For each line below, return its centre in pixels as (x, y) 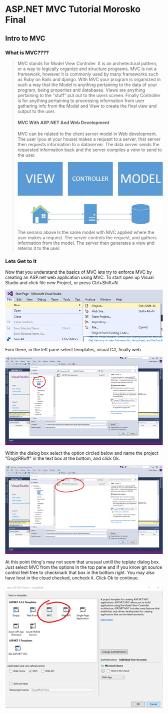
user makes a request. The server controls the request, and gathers (87, 237)
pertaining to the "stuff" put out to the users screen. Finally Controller (89, 95)
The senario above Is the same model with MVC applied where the (86, 232)
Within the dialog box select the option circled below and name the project (82, 453)
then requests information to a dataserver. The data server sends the (88, 145)
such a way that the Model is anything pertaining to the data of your (87, 85)
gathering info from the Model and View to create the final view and (87, 106)
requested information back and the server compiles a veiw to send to (90, 150)
